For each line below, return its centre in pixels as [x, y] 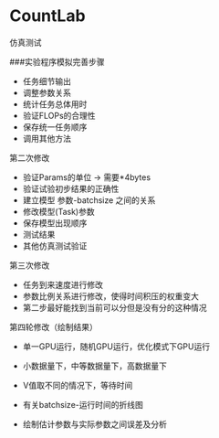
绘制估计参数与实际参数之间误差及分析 [94, 424]
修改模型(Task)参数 [58, 211]
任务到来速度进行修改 [63, 284]
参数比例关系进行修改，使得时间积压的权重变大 [110, 296]
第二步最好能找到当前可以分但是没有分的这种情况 [115, 307]
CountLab [47, 16]
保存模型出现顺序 [55, 223]
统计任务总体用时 [55, 104]
